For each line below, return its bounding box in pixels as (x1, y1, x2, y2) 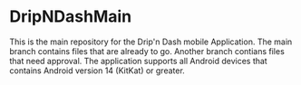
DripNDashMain (9, 6, 132, 27)
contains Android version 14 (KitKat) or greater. (9, 65, 186, 76)
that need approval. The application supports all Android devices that (9, 55, 267, 66)
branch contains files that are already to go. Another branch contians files (9, 45, 286, 56)
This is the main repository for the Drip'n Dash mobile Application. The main (9, 36, 293, 47)
